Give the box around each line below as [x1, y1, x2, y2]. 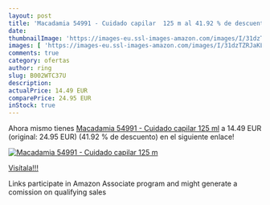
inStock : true [8, 101, 56, 109]
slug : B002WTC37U [8, 72, 67, 80]
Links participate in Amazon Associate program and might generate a [8, 178, 238, 189]
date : [8, 27, 27, 35]
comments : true [8, 49, 59, 57]
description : [8, 79, 52, 87]
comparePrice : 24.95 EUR [8, 94, 92, 102]
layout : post [8, 11, 52, 20]
